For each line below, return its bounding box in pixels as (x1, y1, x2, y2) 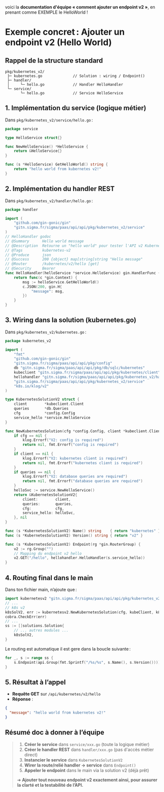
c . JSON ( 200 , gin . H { (22, 284, 62, 289)
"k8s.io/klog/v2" (14, 384, 49, 389)
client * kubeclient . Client (14, 401, 84, 407)
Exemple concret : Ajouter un (5, 26, 125, 38)
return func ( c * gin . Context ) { (14, 275, 78, 280)
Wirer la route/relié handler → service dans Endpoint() (24, 762, 136, 768)
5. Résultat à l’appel (5, 678, 66, 686)
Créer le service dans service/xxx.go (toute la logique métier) (24, 741, 150, 747)
